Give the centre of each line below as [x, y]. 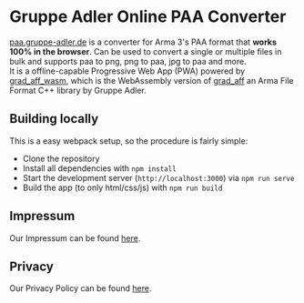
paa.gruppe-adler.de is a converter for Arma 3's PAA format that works [143, 42]
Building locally [54, 119]
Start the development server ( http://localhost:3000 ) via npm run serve [158, 177]
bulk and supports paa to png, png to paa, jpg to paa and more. [128, 61]
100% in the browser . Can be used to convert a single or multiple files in [146, 51]
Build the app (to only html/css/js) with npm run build [122, 187]
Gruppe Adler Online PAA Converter [148, 17]
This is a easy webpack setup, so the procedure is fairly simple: [129, 141]
